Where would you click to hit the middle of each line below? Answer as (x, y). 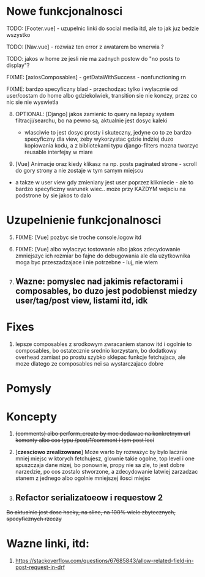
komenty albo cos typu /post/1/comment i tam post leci (84, 440)
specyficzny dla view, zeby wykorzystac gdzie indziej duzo (99, 139)
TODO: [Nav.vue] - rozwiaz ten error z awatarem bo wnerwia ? (85, 47)
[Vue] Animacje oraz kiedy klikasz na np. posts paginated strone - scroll (106, 163)
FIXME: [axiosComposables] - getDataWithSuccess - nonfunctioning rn (96, 77)
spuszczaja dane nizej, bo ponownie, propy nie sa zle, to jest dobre (100, 465)
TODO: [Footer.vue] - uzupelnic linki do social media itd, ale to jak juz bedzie (103, 28)
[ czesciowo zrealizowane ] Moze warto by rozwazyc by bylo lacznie (101, 452)
